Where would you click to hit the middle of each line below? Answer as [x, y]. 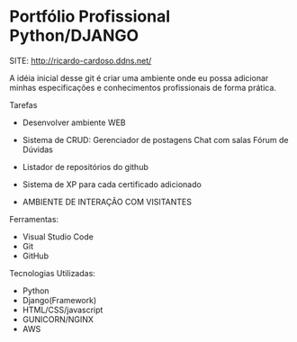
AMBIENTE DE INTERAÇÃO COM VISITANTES [107, 202]
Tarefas [23, 104]
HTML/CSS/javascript [63, 310]
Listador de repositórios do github [85, 166]
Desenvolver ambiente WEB [74, 122]
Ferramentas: [34, 219]
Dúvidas [38, 149]
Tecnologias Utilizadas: [53, 273]
